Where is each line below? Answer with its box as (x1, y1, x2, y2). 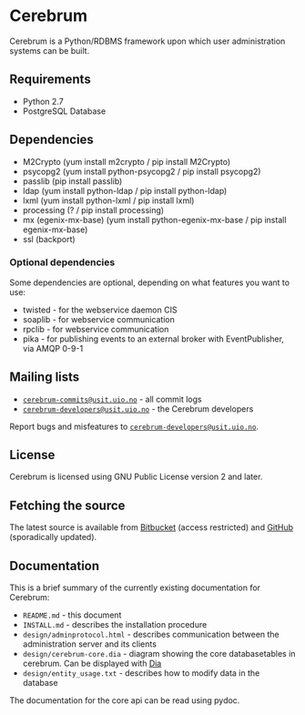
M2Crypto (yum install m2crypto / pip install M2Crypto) (22, 156, 231, 167)
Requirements (9, 72, 91, 87)
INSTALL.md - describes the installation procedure (22, 619, 208, 630)
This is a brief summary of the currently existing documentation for (9, 582, 261, 593)
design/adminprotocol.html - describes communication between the (22, 629, 280, 640)
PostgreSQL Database (22, 106, 107, 117)
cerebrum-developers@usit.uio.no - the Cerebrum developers (22, 403, 254, 414)
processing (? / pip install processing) (22, 204, 165, 215)
